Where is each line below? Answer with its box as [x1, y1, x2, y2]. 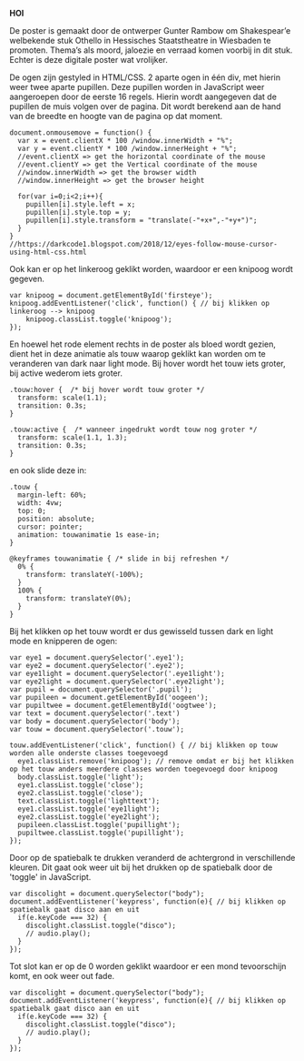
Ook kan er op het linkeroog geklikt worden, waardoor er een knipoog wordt [9, 264, 293, 274]
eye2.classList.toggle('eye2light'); [17, 813, 161, 822]
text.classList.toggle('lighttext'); [17, 796, 161, 805]
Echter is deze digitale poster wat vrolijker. [9, 55, 168, 65]
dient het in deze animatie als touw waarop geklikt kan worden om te [9, 349, 266, 359]
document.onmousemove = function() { [9, 128, 152, 137]
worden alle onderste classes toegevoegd [9, 749, 169, 758]
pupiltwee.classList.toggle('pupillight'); [17, 828, 184, 837]
